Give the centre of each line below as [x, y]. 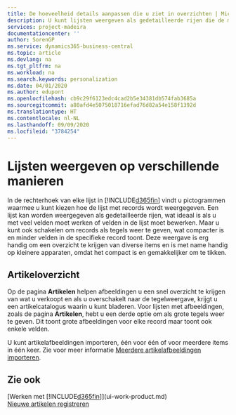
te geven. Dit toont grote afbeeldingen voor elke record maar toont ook [110, 322]
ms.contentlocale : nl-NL [44, 118]
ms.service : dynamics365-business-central [70, 46]
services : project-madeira [47, 27]
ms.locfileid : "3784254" [44, 131]
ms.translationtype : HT [42, 112]
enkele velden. [28, 329]
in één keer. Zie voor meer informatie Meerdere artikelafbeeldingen [104, 350]
